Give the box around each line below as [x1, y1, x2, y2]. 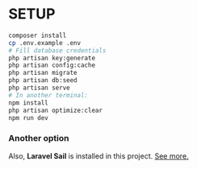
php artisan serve [8, 84, 70, 93]
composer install [8, 31, 67, 39]
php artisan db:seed [8, 76, 78, 84]
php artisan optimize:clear [8, 106, 103, 114]
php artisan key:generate [8, 54, 95, 62]
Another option [8, 133, 69, 144]
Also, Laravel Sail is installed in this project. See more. [8, 150, 189, 161]
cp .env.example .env [8, 39, 82, 47]
